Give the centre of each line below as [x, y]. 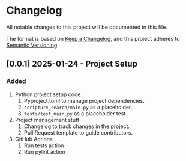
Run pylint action [45, 151]
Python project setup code [48, 94]
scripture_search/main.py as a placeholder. [78, 107]
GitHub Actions [34, 139]
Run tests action [44, 145]
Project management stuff [47, 120]
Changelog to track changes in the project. [77, 126]
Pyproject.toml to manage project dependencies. [84, 100]
